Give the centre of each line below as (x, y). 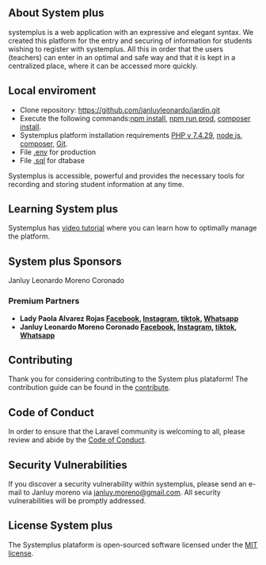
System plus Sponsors (65, 261)
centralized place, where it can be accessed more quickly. (103, 66)
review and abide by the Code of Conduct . (77, 440)
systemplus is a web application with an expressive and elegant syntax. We (131, 32)
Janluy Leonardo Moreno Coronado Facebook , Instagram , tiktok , (128, 326)
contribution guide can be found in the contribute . (89, 387)
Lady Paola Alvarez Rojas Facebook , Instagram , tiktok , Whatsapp (129, 318)
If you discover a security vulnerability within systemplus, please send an (127, 483)
